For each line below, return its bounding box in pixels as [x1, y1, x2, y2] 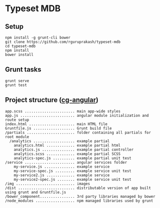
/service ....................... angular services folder [5, 160, 127, 165]
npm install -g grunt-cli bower [5, 35, 71, 40]
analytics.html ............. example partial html [14, 143, 121, 148]
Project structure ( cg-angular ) [5, 96, 99, 104]
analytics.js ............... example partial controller [14, 147, 134, 152]
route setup [5, 117, 29, 122]
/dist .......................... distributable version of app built [5, 186, 151, 190]
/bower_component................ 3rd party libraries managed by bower [5, 194, 156, 199]
